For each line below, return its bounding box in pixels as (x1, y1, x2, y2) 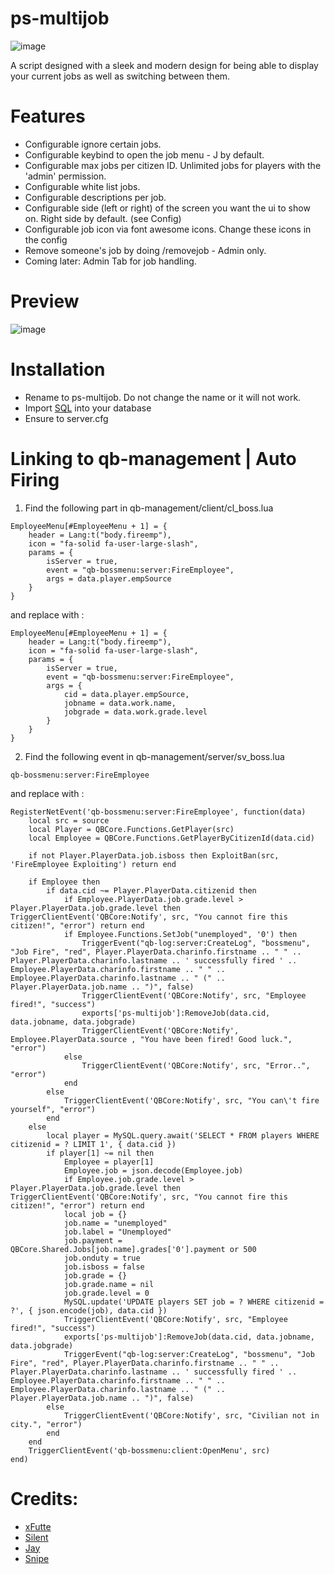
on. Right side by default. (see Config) (24, 212, 182, 224)
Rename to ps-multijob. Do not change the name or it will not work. (24, 391, 302, 403)
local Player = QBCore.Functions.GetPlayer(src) (28, 824, 235, 834)
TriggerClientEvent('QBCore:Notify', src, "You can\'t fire (63, 1095, 320, 1106)
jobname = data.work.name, (63, 698, 177, 708)
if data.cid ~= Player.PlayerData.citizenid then (46, 885, 257, 896)
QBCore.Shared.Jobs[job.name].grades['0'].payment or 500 (10, 1244, 257, 1254)
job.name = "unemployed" (63, 1218, 168, 1228)
